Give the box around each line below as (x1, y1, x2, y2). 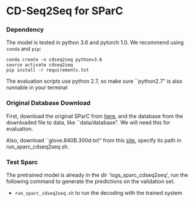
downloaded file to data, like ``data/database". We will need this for (6, 119, 171, 126)
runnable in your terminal (6, 84, 68, 91)
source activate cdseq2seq (6, 62, 73, 68)
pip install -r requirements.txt (6, 67, 89, 73)
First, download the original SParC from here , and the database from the (6, 112, 183, 120)
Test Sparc (6, 158, 38, 166)
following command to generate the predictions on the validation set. (6, 178, 175, 185)
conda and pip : (6, 45, 42, 52)
